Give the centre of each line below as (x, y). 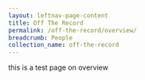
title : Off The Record (46, 23)
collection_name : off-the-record (64, 45)
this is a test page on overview (59, 67)
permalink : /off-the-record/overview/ (72, 30)
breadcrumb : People (41, 38)
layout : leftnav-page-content (59, 15)
